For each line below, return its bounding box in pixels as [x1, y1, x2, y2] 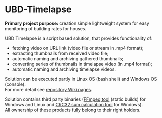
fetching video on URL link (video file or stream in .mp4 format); [12, 45, 144, 51]
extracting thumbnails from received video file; [12, 50, 109, 56]
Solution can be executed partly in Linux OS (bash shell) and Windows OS [5, 76, 157, 82]
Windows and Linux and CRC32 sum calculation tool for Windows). [5, 101, 143, 107]
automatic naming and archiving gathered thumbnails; [12, 55, 124, 61]
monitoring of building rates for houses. [5, 25, 87, 31]
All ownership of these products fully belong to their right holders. [5, 107, 141, 113]
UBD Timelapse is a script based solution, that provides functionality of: [5, 35, 153, 41]
